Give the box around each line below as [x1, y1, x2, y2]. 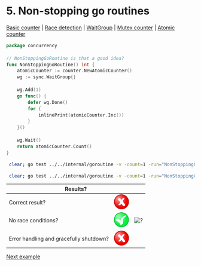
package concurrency [6, 42, 58, 48]
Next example [6, 253, 41, 261]
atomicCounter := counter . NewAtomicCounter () [17, 68, 133, 74]
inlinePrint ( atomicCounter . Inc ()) [38, 112, 124, 118]
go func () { [17, 93, 47, 99]
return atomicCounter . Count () [17, 143, 93, 149]
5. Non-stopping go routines [6, 4, 150, 18]
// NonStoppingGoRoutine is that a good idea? [6, 55, 124, 61]
